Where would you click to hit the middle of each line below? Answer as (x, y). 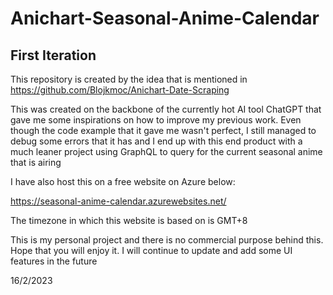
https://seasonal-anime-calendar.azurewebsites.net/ (118, 201)
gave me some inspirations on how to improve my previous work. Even (156, 120)
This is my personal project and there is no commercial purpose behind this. (167, 240)
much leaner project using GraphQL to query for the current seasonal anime (166, 151)
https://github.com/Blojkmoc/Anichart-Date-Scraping (120, 90)
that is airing (36, 162)
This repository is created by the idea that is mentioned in (129, 79)
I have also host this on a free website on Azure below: (123, 181)
